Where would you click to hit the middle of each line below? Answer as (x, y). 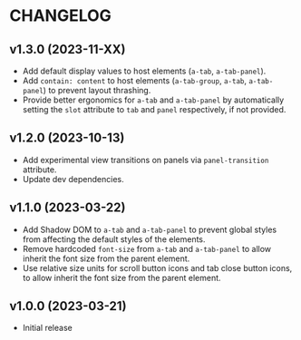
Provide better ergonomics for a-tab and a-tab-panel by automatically (153, 100)
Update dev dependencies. (73, 179)
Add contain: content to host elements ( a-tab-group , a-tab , (135, 81)
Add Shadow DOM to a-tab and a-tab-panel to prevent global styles (150, 229)
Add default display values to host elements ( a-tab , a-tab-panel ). (144, 71)
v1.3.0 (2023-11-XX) (68, 49)
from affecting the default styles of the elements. (114, 239)
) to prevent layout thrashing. (97, 90)
